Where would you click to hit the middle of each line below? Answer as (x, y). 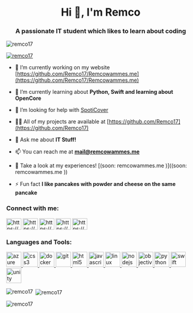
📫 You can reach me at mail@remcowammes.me (77, 152)
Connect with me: (33, 208)
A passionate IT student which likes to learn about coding (101, 31)
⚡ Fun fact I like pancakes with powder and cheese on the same (95, 184)
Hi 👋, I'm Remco (101, 12)
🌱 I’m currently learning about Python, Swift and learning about (94, 92)
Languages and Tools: (39, 242)
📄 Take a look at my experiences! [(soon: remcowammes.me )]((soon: (101, 166)
